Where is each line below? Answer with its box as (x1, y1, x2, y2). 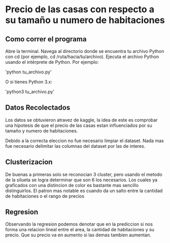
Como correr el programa (5, 35, 87, 43)
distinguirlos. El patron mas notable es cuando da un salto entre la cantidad (5, 187, 163, 194)
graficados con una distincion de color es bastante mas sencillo (5, 182, 139, 188)
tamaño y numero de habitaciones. (5, 127, 78, 133)
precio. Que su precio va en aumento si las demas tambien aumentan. (5, 232, 151, 238)
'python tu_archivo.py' (5, 69, 52, 75)
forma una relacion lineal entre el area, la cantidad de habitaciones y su (5, 227, 155, 233)
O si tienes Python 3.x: (5, 79, 52, 85)
